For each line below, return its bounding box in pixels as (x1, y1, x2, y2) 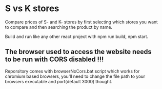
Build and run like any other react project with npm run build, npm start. (5, 34, 149, 39)
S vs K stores (5, 3, 60, 14)
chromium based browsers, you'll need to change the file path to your (5, 73, 145, 79)
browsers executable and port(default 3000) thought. (5, 78, 113, 84)
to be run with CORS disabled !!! (5, 55, 104, 64)
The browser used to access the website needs (5, 48, 152, 56)
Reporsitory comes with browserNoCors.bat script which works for (5, 68, 140, 74)
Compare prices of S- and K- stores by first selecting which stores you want (5, 19, 158, 25)
